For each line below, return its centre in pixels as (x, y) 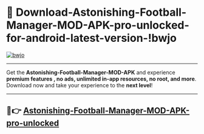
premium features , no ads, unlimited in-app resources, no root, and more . (101, 79)
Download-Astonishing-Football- (101, 12)
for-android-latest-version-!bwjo (92, 38)
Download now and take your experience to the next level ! (80, 85)
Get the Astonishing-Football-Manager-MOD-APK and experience (91, 72)
